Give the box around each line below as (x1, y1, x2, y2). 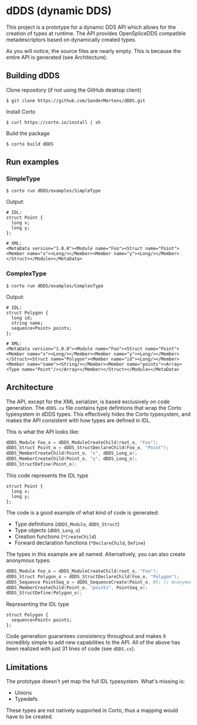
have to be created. (6, 713, 53, 720)
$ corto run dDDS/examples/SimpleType (6, 188, 101, 194)
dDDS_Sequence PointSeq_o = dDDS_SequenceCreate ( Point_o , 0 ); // (6, 579, 169, 585)
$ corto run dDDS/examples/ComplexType (6, 283, 104, 289)
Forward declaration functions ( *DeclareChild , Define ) (14, 539, 145, 546)
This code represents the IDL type (6, 472, 89, 479)
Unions (14, 689, 32, 696)
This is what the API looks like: (6, 428, 80, 435)
